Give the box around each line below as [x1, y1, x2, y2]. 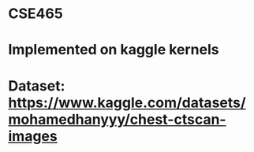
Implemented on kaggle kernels [8, 41, 219, 59]
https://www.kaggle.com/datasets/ [8, 94, 246, 111]
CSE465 [8, 5, 63, 23]
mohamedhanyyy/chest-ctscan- [8, 110, 226, 128]
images [8, 127, 58, 145]
